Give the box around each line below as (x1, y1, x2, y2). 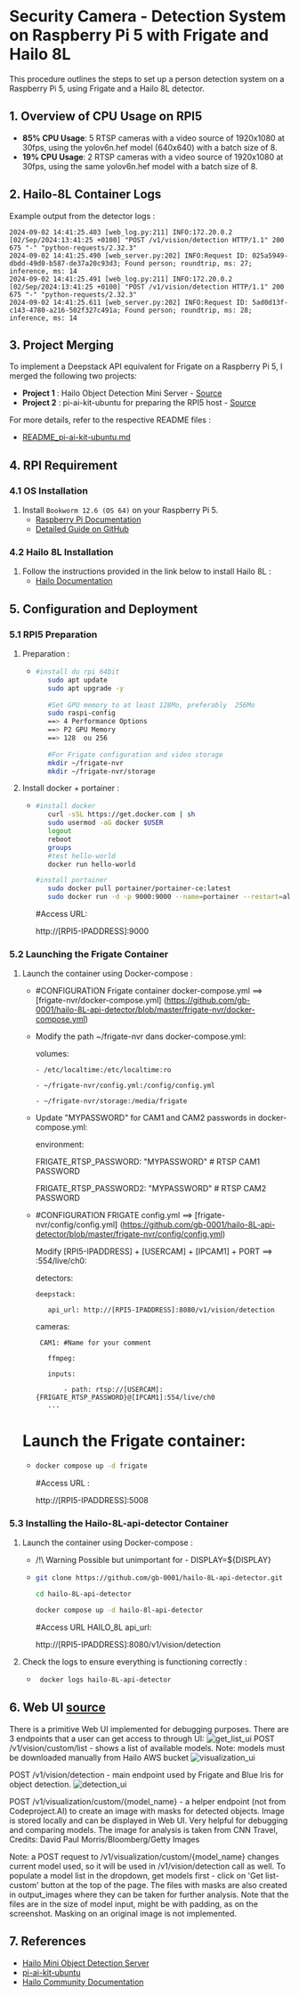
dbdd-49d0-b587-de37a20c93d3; (9, 258, 122, 268)
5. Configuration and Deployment (9, 601, 198, 617)
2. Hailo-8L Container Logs (9, 187, 162, 202)
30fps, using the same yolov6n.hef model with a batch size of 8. (21, 160, 258, 171)
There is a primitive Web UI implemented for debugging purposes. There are (9, 1723, 289, 1734)
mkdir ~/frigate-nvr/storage (47, 766, 156, 776)
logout (47, 827, 73, 836)
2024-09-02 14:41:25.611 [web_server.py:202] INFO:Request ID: (9, 298, 249, 307)
